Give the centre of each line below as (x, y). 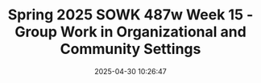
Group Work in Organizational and (130, 32)
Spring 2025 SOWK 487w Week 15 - (130, 15)
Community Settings (130, 49)
